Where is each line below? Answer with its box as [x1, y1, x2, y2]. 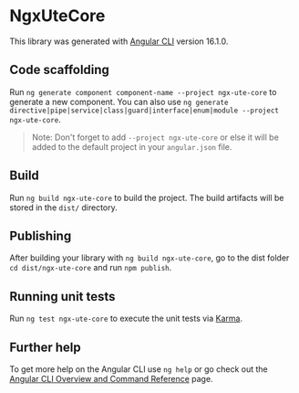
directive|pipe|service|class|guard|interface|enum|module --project [9, 106, 280, 115]
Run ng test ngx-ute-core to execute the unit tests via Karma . [9, 313, 243, 324]
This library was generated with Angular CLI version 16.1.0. [9, 36, 229, 47]
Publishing [9, 228, 72, 243]
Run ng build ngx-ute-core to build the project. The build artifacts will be [9, 192, 284, 203]
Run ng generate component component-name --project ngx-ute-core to [9, 86, 277, 97]
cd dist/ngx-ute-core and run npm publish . [9, 262, 172, 273]
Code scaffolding [9, 62, 109, 78]
